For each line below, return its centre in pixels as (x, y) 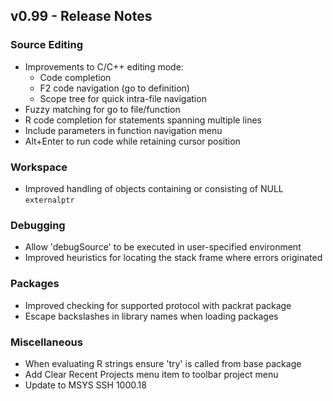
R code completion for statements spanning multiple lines (143, 120)
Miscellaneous (46, 342)
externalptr (49, 200)
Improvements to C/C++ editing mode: (104, 66)
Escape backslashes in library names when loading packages (151, 316)
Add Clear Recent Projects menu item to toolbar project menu (151, 374)
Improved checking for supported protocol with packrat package (158, 305)
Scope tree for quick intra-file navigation (123, 98)
